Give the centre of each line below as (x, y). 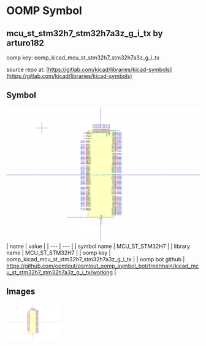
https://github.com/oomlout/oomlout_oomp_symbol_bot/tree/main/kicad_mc (103, 266)
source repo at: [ (27, 69)
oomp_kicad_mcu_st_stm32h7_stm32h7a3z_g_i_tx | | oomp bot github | (96, 259)
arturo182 (25, 43)
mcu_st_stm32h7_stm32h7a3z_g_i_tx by (85, 33)
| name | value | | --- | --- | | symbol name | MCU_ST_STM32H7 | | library (98, 246)
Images (21, 292)
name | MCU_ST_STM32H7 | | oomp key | (59, 253)
